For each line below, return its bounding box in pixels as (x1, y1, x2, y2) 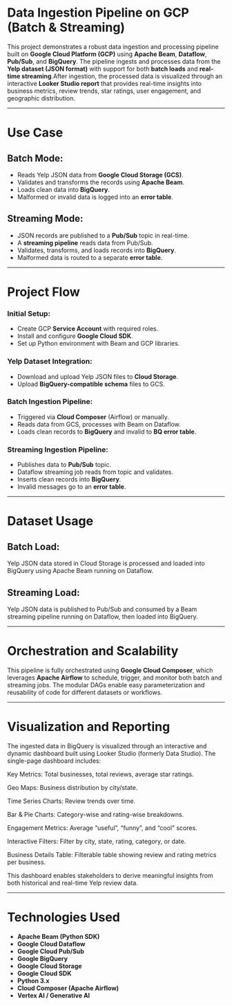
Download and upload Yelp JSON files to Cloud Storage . (17, 372, 178, 380)
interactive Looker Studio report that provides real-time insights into (7, 79, 202, 87)
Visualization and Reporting (7, 719, 171, 735)
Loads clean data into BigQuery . (17, 185, 110, 193)
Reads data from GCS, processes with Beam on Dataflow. (17, 420, 181, 428)
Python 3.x (17, 976, 50, 985)
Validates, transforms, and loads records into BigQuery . (17, 246, 176, 254)
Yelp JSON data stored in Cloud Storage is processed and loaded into (7, 559, 206, 567)
